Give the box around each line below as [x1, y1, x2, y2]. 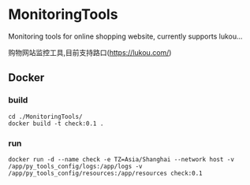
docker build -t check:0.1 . [8, 120, 104, 128]
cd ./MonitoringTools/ [8, 113, 83, 120]
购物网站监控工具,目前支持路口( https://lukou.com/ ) [8, 47, 172, 57]
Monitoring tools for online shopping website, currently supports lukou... [8, 31, 243, 41]
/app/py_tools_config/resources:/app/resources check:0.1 [8, 169, 203, 177]
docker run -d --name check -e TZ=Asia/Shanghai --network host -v [8, 155, 235, 163]
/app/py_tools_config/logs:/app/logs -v [8, 162, 144, 170]
